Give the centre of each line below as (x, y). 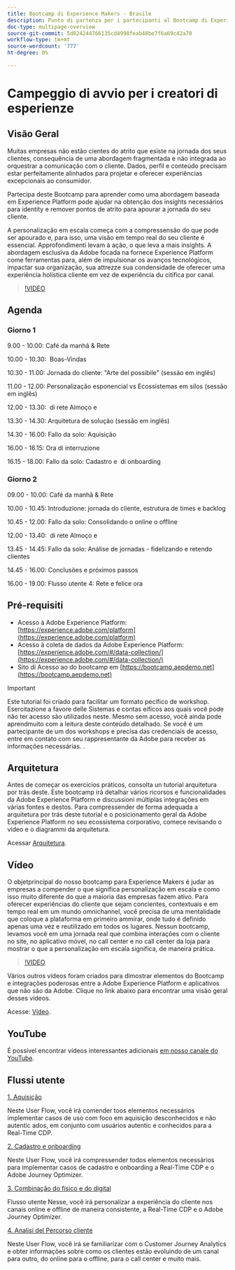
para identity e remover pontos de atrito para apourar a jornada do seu (109, 209)
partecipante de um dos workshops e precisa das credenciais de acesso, (113, 731)
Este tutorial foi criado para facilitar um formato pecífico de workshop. (108, 701)
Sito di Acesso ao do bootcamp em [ (70, 667)
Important (21, 688)
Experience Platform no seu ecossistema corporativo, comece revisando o (115, 822)
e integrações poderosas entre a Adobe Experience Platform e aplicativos (113, 983)
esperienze (41, 108)
